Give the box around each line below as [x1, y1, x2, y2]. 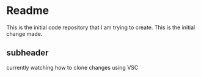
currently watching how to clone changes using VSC [6, 64, 139, 71]
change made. [6, 30, 43, 37]
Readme [6, 4, 49, 18]
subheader [6, 48, 49, 58]
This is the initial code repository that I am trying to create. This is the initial [6, 24, 196, 31]
